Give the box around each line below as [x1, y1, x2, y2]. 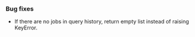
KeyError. [14, 24, 38, 31]
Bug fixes [5, 5, 34, 13]
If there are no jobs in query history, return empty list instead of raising [14, 18, 190, 25]
